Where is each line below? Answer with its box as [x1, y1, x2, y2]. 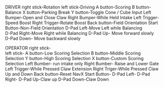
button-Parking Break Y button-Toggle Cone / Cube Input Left [27, 9, 151, 15]
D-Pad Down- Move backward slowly [5, 35, 81, 41]
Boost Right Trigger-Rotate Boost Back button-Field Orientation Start [19, 20, 158, 26]
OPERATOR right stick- [5, 45, 51, 51]
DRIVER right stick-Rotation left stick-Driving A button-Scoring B [5, 4, 135, 10]
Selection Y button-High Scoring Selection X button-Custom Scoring [5, 56, 144, 61]
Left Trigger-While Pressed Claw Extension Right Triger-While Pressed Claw [5, 66, 159, 72]
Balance [5, 9, 22, 15]
